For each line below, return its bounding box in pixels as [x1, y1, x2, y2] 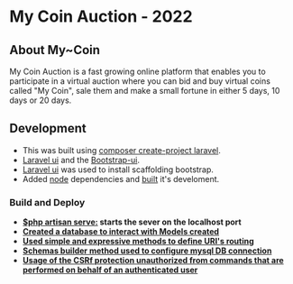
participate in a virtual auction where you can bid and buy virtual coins [9, 76, 270, 87]
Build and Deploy [9, 196, 86, 208]
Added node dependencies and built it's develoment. [22, 173, 220, 184]
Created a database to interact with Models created [22, 226, 219, 237]
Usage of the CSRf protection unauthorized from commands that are [22, 255, 284, 266]
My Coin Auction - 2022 [9, 6, 193, 27]
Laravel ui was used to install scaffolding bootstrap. [22, 164, 215, 175]
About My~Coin [9, 42, 101, 58]
